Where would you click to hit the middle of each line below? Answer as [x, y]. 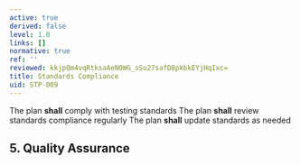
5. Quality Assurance [70, 148]
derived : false [38, 26]
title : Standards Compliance [64, 77]
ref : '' [24, 60]
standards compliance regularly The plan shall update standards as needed [150, 120]
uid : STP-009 [34, 85]
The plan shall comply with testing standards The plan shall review [134, 110]
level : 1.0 [30, 34]
